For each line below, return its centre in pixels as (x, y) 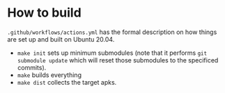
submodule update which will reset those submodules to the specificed (118, 60)
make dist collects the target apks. (67, 82)
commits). (32, 67)
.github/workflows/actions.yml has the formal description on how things (112, 32)
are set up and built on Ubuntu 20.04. (61, 39)
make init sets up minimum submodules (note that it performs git (112, 53)
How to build (44, 13)
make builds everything (49, 75)
